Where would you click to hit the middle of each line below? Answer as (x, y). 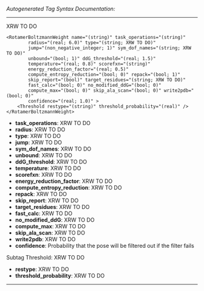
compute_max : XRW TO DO (50, 226)
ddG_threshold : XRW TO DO (51, 162)
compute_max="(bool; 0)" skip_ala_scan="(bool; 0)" (95, 91)
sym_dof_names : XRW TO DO (53, 149)
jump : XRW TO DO (39, 142)
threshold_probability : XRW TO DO (60, 276)
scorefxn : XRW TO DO (43, 175)
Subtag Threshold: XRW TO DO (46, 257)
